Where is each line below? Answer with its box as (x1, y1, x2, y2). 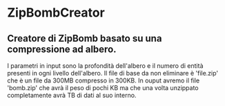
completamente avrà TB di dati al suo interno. (7, 91, 137, 99)
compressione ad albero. (7, 43, 117, 55)
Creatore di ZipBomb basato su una (7, 33, 162, 44)
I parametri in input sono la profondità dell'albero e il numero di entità (7, 62, 204, 70)
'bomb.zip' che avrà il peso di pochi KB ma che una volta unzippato (7, 84, 199, 91)
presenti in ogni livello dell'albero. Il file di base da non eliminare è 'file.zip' (7, 69, 219, 77)
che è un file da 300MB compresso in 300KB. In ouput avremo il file (7, 76, 200, 85)
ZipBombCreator (7, 5, 105, 21)
